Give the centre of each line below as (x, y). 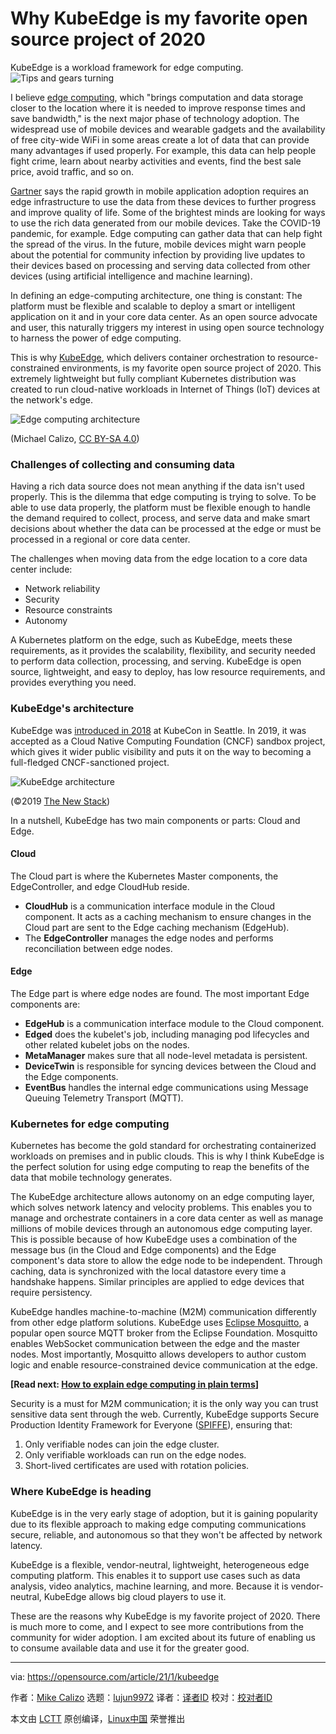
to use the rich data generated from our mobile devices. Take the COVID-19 (165, 223)
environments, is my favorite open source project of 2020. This (191, 368)
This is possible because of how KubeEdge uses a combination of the (154, 1239)
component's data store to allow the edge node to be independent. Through (166, 1261)
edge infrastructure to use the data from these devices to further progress (163, 201)
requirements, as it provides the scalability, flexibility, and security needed (163, 651)
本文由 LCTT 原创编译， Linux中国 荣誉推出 (98, 1718)
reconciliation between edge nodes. (98, 948)
